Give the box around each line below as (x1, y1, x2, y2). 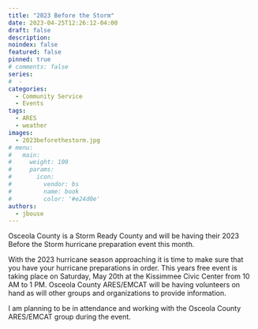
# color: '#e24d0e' (8, 195, 101, 203)
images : (8, 129, 34, 136)
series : (8, 70, 34, 78)
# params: (8, 166, 55, 174)
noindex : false (8, 41, 58, 49)
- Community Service (15, 92, 83, 100)
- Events (15, 99, 44, 107)
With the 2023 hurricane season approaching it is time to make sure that (8, 255, 244, 264)
